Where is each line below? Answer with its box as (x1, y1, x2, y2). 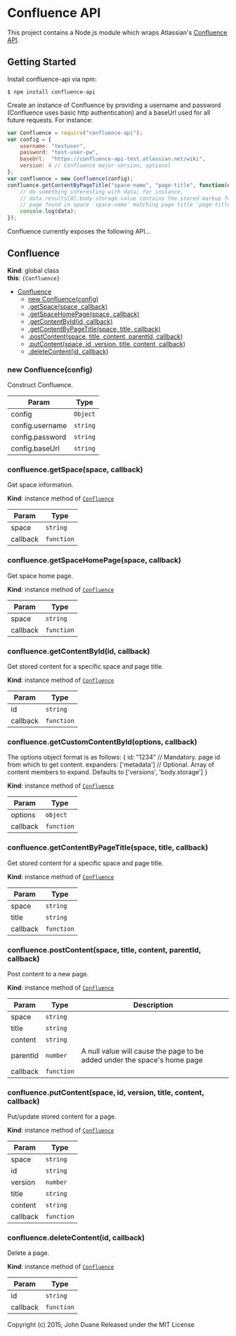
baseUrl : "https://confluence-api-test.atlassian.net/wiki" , (20, 156, 206, 163)
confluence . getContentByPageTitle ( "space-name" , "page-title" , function (7, 182, 225, 189)
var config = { (7, 136, 52, 143)
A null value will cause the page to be (81, 1046, 204, 1056)
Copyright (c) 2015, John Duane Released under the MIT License (7, 1321, 195, 1329)
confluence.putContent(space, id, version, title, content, (7, 1088, 204, 1097)
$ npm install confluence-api (7, 88, 96, 96)
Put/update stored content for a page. (7, 1112, 117, 1121)
